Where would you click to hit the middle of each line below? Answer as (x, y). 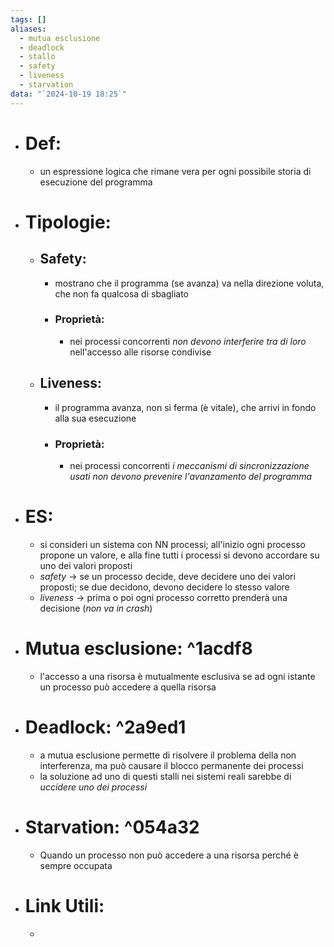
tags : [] (28, 19)
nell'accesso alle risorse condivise (140, 352)
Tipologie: (68, 222)
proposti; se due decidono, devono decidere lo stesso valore (164, 587)
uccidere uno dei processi (93, 787)
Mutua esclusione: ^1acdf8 (138, 648)
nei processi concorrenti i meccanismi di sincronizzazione (189, 465)
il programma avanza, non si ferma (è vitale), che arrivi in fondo (185, 407)
